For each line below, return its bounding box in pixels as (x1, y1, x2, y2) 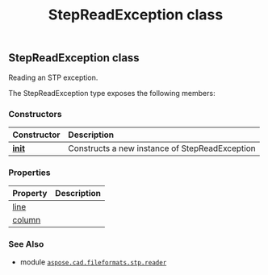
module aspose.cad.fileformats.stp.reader (19, 256, 167, 267)
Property (12, 188, 48, 199)
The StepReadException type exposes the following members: (8, 88, 216, 98)
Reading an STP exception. (8, 73, 98, 82)
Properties (8, 167, 51, 178)
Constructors (8, 108, 62, 119)
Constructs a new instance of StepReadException (68, 143, 256, 154)
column (12, 215, 41, 226)
